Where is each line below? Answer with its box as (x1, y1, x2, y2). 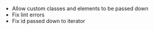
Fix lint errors (11, 11, 45, 18)
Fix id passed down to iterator (11, 18, 85, 24)
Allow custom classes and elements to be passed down (11, 5, 149, 12)
